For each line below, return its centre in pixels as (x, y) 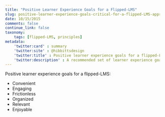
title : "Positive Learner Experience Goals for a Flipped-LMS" (71, 10)
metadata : (15, 42)
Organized (23, 99)
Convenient (24, 84)
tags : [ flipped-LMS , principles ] (48, 37)
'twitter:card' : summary (41, 46)
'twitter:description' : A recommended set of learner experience (83, 60)
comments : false (22, 23)
